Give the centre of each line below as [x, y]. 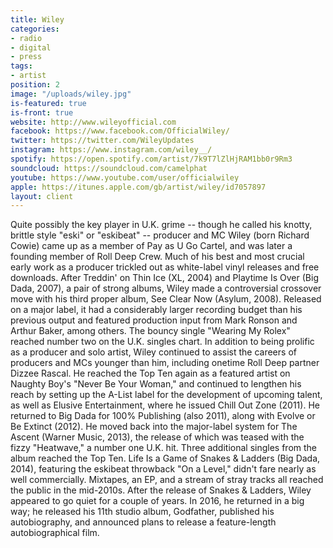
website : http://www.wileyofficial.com [93, 122]
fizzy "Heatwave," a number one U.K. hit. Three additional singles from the [164, 448]
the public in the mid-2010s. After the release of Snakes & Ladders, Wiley [161, 490]
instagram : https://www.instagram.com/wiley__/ [111, 150]
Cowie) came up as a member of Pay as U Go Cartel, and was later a [151, 246]
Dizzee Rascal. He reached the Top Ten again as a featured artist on [150, 373]
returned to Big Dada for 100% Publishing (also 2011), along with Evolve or [163, 416]
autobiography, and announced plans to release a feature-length [143, 522]
